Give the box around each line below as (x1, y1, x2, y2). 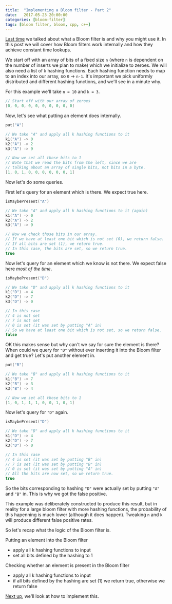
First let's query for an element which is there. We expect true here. (5, 188, 148, 195)
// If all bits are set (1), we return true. (5, 241, 104, 247)
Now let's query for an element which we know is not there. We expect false (5, 260, 167, 266)
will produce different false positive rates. (5, 517, 93, 523)
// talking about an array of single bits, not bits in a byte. (5, 165, 146, 170)
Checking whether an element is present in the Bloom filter (5, 562, 130, 568)
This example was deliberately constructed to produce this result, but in (5, 501, 158, 506)
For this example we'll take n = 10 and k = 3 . (5, 88, 100, 95)
